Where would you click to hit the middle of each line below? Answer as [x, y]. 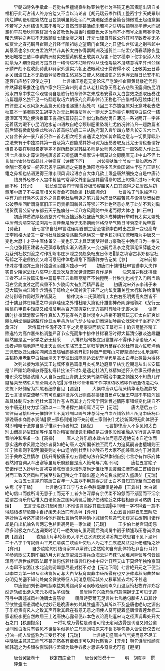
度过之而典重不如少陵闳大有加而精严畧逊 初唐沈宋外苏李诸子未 [89, 284]
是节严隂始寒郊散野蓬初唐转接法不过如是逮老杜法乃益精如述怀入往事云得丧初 [82, 370]
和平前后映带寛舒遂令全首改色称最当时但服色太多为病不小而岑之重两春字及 [84, 32]
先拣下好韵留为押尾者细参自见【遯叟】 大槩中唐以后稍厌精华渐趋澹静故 [81, 389]
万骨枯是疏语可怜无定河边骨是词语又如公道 [114, 623]
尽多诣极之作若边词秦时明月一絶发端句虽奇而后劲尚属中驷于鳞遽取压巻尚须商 [82, 530]
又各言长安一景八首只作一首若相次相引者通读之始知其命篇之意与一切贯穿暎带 [82, 136]
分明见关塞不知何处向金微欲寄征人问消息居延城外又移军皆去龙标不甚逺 [76, 579]
